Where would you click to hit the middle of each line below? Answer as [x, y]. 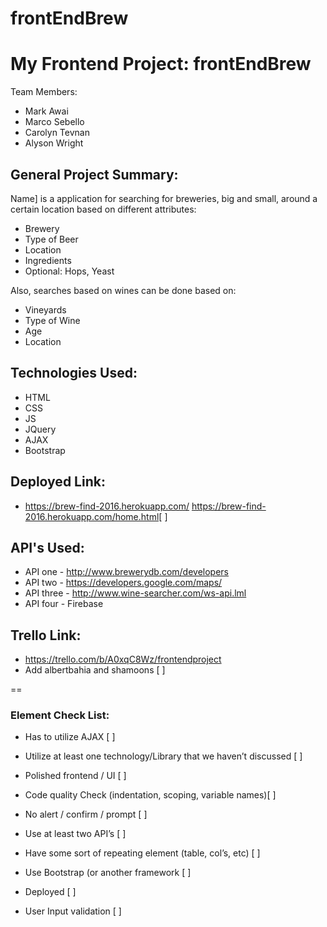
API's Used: [47, 547]
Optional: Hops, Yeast [69, 271]
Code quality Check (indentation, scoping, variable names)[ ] [150, 795]
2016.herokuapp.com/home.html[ [93, 516]
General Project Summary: [94, 174]
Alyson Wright [54, 143]
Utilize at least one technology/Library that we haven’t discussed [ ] [163, 756]
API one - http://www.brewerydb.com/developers [127, 572]
